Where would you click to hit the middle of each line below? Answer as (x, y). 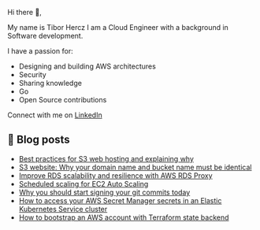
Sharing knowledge (50, 83)
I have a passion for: (40, 51)
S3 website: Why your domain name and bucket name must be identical (135, 167)
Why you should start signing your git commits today (104, 192)
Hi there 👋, (25, 12)
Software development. (45, 36)
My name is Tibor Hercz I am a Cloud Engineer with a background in (118, 27)
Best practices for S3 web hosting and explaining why (106, 158)
